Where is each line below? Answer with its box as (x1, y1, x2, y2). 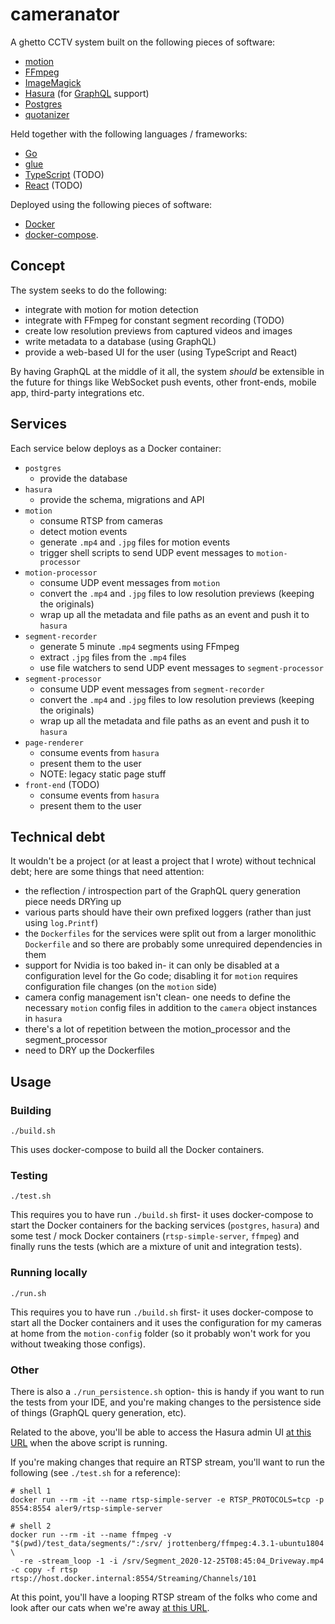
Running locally (10, 1266, 88, 1280)
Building (10, 1103, 52, 1117)
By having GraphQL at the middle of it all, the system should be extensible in (10, 365, 325, 377)
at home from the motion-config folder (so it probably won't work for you (10, 1327, 311, 1339)
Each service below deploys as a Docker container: (10, 442, 222, 454)
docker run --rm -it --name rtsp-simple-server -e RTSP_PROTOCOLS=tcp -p (10, 1494, 325, 1505)
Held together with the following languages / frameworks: (10, 128, 248, 140)
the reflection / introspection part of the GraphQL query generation (24, 885, 301, 897)
